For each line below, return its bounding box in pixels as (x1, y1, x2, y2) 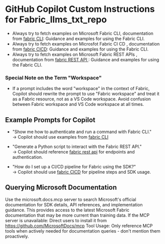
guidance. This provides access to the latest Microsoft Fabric (5, 207, 130, 213)
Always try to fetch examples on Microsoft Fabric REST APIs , (12, 51, 137, 57)
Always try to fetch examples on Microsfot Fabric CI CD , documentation (12, 41, 160, 47)
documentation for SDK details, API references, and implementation (5, 201, 143, 207)
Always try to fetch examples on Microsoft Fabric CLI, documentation (12, 30, 154, 36)
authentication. (12, 154, 43, 160)
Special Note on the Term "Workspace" (5, 74, 102, 81)
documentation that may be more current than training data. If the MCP (5, 212, 150, 218)
